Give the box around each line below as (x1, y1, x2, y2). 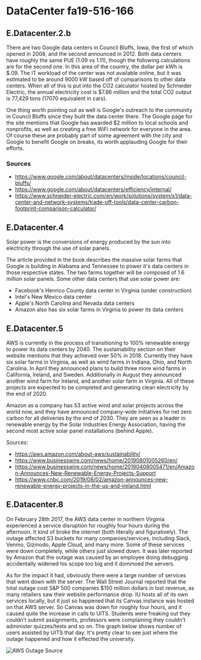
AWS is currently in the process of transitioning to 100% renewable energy (6, 339, 190, 346)
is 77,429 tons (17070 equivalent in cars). (6, 95, 108, 102)
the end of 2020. (6, 390, 48, 397)
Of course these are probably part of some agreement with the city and (6, 132, 182, 139)
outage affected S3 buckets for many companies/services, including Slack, (6, 534, 191, 541)
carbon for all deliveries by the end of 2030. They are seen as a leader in (6, 414, 186, 422)
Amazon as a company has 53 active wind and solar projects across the (6, 401, 184, 408)
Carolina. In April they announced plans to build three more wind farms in (6, 364, 187, 372)
